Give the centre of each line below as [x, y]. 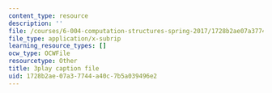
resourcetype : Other [43, 61]
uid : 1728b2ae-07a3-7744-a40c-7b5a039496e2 [83, 76]
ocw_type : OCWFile [39, 53]
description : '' [36, 23]
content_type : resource [49, 16]
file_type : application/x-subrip [65, 38]
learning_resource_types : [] [57, 46]
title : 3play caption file [54, 69]
